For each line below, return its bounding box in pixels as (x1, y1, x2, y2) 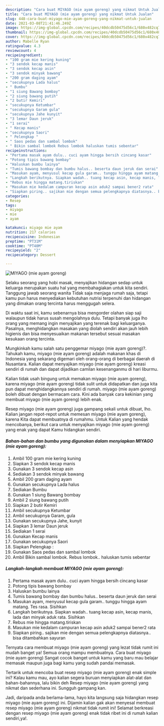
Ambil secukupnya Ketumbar (12, 507, 71, 513)
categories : (5, 194, 30, 199)
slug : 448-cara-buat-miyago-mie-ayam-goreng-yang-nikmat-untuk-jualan (5, 16, 152, 21)
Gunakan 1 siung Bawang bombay (12, 492, 81, 498)
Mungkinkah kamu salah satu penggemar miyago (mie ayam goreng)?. (5, 345, 147, 351)
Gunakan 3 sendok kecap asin (12, 466, 73, 472)
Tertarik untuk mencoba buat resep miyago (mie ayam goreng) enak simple (5, 669, 157, 675)
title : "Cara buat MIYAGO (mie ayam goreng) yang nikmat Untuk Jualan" (5, 12, 154, 17)
